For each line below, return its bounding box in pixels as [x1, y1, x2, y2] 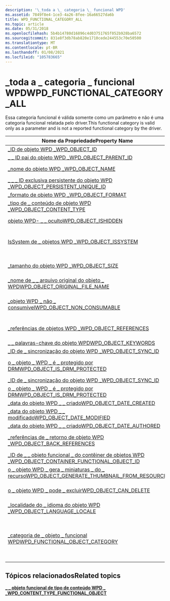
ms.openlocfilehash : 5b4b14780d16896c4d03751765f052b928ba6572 [5, 31, 142, 36]
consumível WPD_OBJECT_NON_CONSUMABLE [8, 304, 120, 311]
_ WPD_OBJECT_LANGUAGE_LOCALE [8, 508, 96, 515]
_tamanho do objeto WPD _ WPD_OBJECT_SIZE [8, 262, 119, 269]
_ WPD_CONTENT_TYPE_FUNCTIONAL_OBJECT [5, 590, 107, 596]
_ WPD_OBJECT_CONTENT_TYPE [8, 206, 86, 213]
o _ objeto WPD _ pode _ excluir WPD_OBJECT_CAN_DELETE [8, 487, 150, 494]
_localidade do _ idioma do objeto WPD [8, 502, 101, 509]
